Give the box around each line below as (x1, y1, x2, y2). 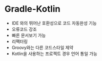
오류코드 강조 (11, 26, 37, 32)
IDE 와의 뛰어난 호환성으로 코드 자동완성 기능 (11, 20, 97, 26)
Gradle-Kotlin (4, 3, 61, 15)
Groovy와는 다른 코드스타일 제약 (11, 44, 74, 50)
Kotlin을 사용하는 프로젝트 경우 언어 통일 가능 (11, 50, 98, 57)
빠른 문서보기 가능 (11, 32, 46, 38)
